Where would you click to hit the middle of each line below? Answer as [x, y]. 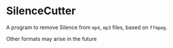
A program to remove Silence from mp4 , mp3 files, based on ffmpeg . [87, 27]
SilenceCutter [41, 11]
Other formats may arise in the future [51, 39]
